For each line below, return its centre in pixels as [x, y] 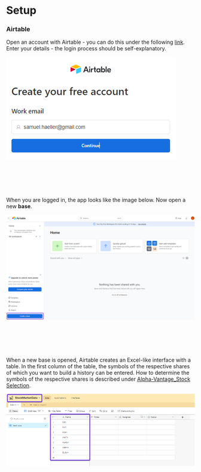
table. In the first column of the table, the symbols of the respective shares [98, 366]
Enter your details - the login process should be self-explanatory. [86, 49]
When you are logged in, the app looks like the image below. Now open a [96, 200]
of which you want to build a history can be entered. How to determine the [98, 373]
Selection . [19, 386]
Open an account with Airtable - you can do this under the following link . [96, 42]
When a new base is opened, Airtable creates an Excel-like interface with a [99, 360]
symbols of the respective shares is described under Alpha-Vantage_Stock [98, 379]
